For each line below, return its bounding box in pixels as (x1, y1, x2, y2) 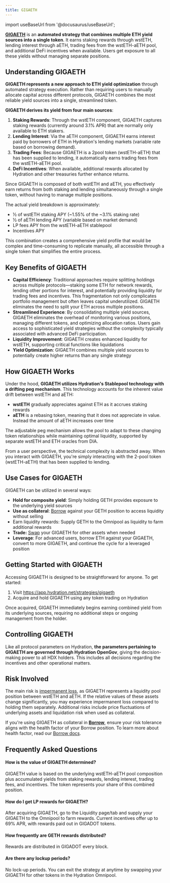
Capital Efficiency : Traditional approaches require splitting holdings (12, 277, 155, 283)
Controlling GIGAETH (5, 630, 74, 639)
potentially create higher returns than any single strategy (12, 352, 131, 359)
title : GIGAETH (5, 7, 38, 13)
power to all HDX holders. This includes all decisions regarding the (21, 654, 161, 661)
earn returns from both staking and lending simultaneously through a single (5, 186, 163, 192)
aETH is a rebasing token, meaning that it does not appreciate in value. (12, 412, 161, 418)
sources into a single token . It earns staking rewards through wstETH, (5, 37, 153, 43)
